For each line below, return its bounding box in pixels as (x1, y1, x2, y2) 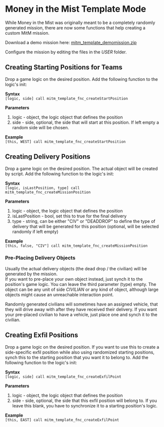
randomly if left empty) (12, 229, 59, 235)
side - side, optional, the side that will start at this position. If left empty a (12, 119, 159, 125)
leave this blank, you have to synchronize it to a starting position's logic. (12, 403, 158, 408)
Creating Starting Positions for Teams (5, 63, 122, 71)
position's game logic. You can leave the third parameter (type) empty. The (5, 281, 157, 287)
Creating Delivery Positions (5, 153, 91, 161)
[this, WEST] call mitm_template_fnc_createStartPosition (5, 139, 126, 144)
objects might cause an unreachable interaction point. (5, 291, 114, 297)
